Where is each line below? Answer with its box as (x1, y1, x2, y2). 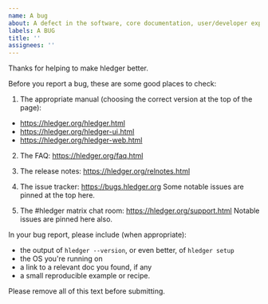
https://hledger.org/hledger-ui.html (19, 127, 135, 137)
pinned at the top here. (19, 190, 96, 200)
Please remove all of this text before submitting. (8, 286, 166, 296)
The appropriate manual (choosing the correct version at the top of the (19, 94, 253, 104)
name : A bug (8, 11, 48, 20)
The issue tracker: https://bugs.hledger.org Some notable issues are (19, 182, 245, 192)
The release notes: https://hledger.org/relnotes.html (19, 166, 191, 176)
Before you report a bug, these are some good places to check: (8, 79, 217, 89)
